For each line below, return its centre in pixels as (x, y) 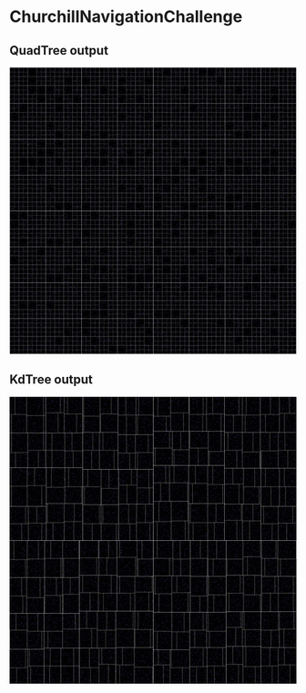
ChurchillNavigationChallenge (126, 17)
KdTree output (51, 380)
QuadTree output (59, 51)
